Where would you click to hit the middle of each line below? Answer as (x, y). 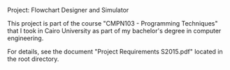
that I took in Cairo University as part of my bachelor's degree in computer (114, 31)
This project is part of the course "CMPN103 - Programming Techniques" (113, 23)
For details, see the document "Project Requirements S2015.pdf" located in (115, 52)
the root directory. (33, 59)
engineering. (26, 38)
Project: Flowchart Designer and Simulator (68, 10)
